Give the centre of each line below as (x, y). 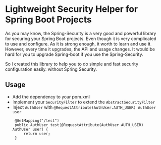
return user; (37, 134)
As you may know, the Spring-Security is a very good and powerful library (81, 33)
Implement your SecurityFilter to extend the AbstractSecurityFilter (83, 102)
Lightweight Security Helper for (72, 9)
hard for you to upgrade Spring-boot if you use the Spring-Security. (74, 54)
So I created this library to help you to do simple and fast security (72, 64)
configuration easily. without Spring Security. (51, 69)
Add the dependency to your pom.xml (51, 97)
